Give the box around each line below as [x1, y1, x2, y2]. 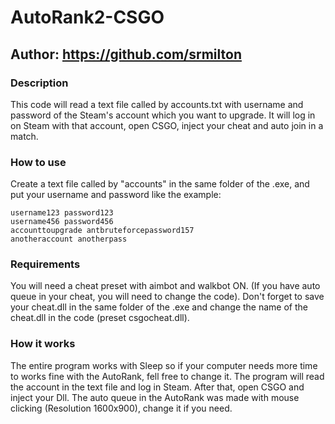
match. [10, 130, 39, 142]
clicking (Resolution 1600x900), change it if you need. [10, 402, 233, 414]
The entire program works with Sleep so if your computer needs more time [10, 359, 318, 371]
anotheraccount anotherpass [10, 234, 128, 245]
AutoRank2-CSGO [10, 6, 165, 29]
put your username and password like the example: [10, 189, 222, 201]
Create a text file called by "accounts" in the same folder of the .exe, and [10, 178, 310, 190]
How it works [10, 337, 76, 351]
